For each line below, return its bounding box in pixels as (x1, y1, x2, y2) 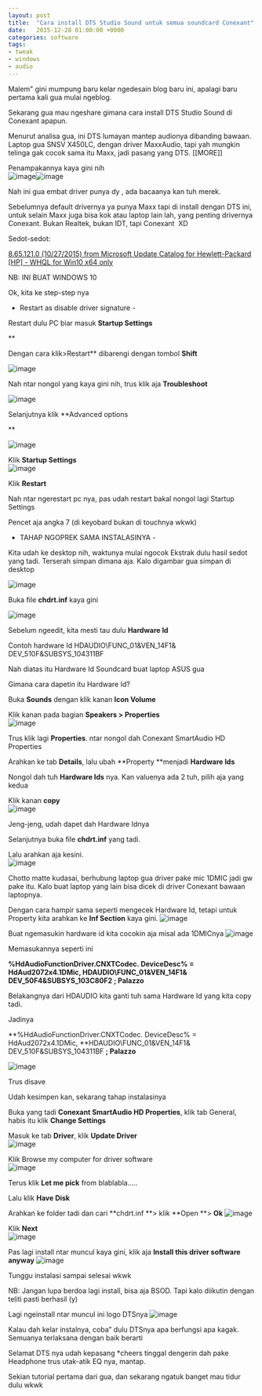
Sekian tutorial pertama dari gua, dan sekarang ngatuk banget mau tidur (8, 1372, 242, 1381)
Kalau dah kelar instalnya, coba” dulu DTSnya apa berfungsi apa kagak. (8, 1325, 239, 1334)
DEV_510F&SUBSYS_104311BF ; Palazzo (8, 1046, 136, 1056)
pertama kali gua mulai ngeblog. (8, 92, 112, 102)
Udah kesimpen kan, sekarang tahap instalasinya (8, 1092, 166, 1102)
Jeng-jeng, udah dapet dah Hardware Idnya (8, 819, 150, 828)
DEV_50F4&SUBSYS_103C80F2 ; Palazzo (8, 975, 144, 985)
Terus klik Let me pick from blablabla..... (8, 1178, 138, 1187)
